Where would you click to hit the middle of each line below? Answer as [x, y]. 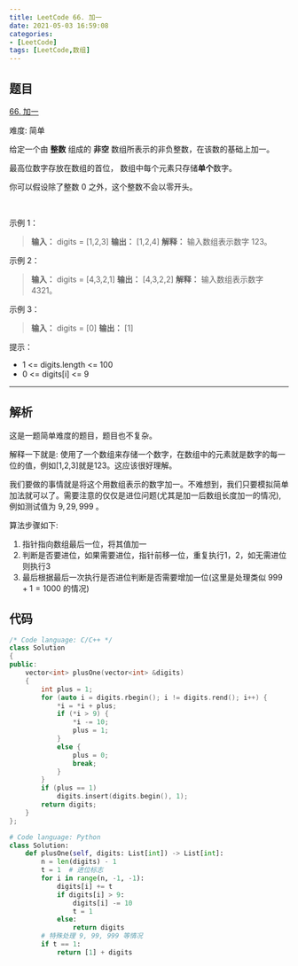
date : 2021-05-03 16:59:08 [59, 26]
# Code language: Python [55, 837]
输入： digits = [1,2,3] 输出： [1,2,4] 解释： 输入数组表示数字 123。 [151, 241]
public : [24, 665]
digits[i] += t [85, 886]
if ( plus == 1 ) [69, 788]
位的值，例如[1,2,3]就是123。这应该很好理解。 [93, 465]
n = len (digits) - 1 [79, 862]
